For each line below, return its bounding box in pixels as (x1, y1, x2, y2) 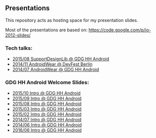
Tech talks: (5, 44, 33, 51)
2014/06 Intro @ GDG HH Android (12, 122, 82, 128)
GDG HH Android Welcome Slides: (5, 79, 89, 86)
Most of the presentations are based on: (5, 27, 88, 33)
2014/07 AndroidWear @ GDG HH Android (12, 67, 99, 73)
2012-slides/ (5, 32, 31, 38)
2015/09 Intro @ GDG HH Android (12, 96, 82, 102)
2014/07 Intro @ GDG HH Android (12, 117, 82, 123)
